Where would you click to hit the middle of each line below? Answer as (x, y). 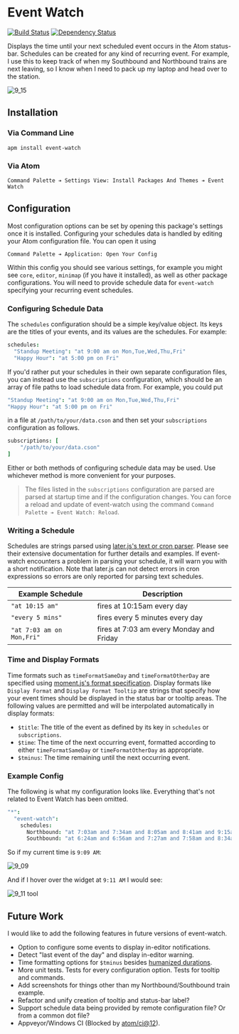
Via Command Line (41, 133)
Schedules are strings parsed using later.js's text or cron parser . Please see (118, 546)
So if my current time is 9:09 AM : (54, 852)
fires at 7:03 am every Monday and (156, 629)
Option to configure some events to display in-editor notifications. (114, 948)
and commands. (41, 978)
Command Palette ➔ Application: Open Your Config (83, 254)
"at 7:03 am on (37, 630)
